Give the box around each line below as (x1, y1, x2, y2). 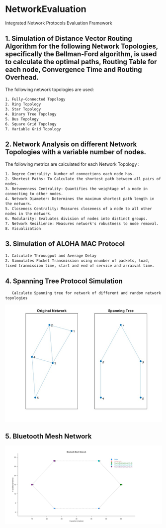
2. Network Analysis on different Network (5, 140, 137, 149)
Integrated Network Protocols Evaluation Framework (5, 20, 113, 26)
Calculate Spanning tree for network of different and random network (11, 291, 162, 296)
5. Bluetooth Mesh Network (5, 432, 92, 440)
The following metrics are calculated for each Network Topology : (5, 161, 140, 167)
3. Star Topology (5, 106, 41, 111)
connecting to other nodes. (5, 191, 64, 196)
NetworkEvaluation (5, 3, 87, 15)
